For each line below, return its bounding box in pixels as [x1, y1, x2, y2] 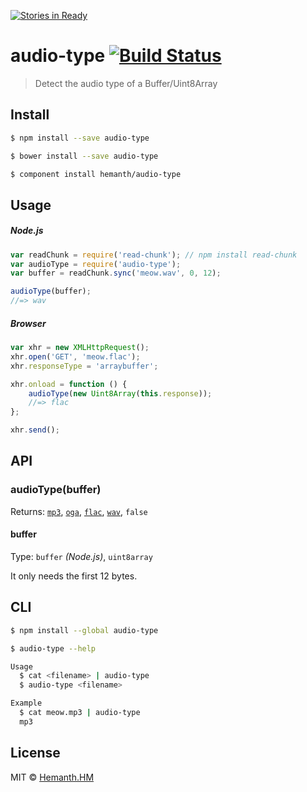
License [10, 745, 61, 762]
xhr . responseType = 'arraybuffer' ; [10, 361, 159, 371]
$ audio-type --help [10, 643, 97, 654]
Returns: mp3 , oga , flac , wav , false [10, 505, 148, 517]
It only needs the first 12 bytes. [10, 570, 138, 582]
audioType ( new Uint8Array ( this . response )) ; [28, 388, 213, 399]
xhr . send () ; [10, 425, 60, 435]
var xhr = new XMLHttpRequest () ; [10, 343, 150, 353]
